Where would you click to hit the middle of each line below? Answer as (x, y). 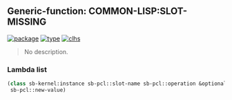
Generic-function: (47, 11)
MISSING (27, 22)
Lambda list (27, 69)
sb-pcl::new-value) (38, 90)
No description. (46, 51)
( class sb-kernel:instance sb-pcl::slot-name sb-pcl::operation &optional (117, 84)
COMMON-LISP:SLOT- (138, 11)
